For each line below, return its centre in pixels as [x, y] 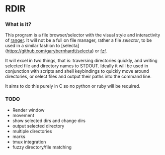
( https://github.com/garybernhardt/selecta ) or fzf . [56, 51]
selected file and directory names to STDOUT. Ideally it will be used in [77, 66]
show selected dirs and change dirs [49, 121]
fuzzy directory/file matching [42, 147]
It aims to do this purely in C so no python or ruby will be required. [73, 86]
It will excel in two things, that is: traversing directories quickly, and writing [81, 61]
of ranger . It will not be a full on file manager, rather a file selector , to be [79, 40]
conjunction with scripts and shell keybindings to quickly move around [77, 71]
